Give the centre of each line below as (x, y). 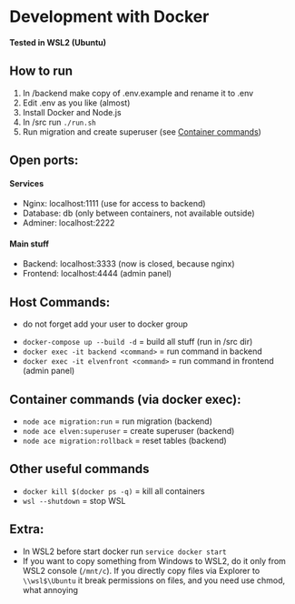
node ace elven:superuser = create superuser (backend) (128, 431)
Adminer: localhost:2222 (69, 223)
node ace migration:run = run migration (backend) (118, 421)
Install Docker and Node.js (72, 112)
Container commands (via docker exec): (126, 399)
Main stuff (29, 244)
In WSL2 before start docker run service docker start (124, 551)
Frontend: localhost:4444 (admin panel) (97, 274)
